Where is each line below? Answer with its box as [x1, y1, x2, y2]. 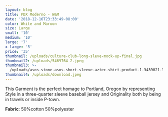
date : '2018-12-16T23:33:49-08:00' [5, 16, 79, 21]
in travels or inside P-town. [5, 96, 60, 102]
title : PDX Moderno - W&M [5, 12, 59, 17]
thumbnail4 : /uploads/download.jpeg [5, 72, 81, 77]
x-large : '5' [5, 44, 32, 49]
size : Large [5, 26, 30, 31]
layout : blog [5, 7, 32, 12]
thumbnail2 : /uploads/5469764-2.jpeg [5, 58, 84, 63]
